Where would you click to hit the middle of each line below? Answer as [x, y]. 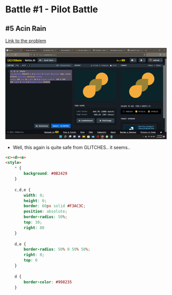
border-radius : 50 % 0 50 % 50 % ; [57, 250]
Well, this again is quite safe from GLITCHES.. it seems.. [71, 147]
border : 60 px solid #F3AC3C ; [55, 206]
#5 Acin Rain [26, 29]
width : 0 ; [34, 195]
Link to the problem [26, 41]
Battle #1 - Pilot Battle [52, 10]
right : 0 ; [34, 255]
